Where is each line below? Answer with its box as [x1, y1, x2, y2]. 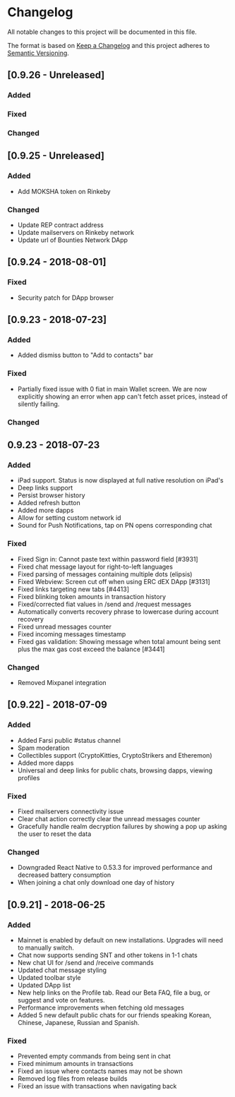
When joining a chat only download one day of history [17, 878, 175, 887]
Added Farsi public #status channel [17, 736, 121, 744]
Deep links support [17, 484, 73, 492]
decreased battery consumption [17, 871, 112, 879]
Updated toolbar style [17, 973, 81, 981]
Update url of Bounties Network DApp [17, 236, 128, 244]
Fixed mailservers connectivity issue [17, 807, 124, 816]
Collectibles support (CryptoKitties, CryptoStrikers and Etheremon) [17, 751, 212, 759]
